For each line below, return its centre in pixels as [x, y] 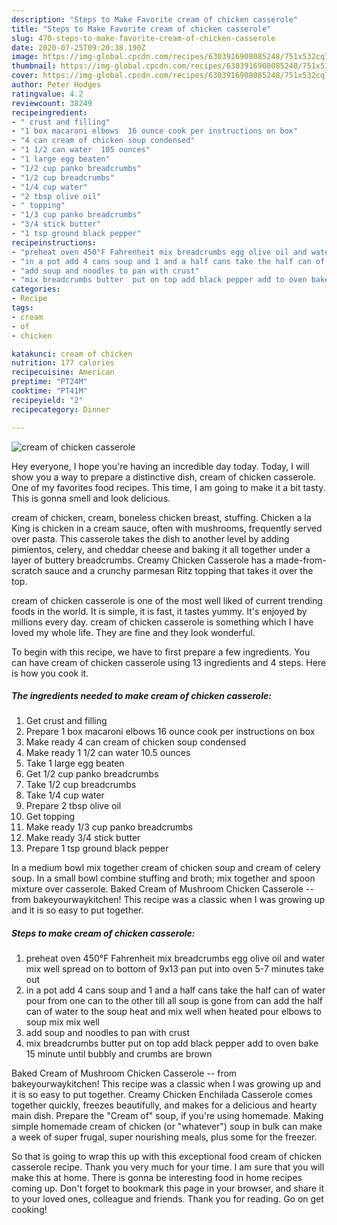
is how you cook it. [50, 673]
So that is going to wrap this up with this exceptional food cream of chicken [167, 1157]
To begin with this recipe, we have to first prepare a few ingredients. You [161, 652]
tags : [22, 308]
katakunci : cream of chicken [72, 354]
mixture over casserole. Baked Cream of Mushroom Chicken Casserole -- [162, 889]
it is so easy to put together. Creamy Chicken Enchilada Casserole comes [162, 1095]
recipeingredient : [49, 112]
